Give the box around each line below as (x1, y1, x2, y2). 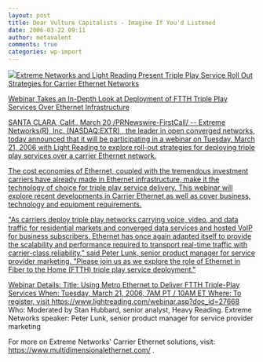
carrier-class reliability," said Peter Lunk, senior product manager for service (8, 248, 255, 258)
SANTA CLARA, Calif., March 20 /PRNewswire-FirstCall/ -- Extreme (8, 118, 226, 126)
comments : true (8, 41, 58, 49)
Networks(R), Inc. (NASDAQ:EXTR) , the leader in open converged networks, (8, 126, 255, 135)
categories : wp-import (8, 48, 82, 56)
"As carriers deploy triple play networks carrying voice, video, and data (8, 215, 239, 224)
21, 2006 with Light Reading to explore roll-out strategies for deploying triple (8, 143, 255, 152)
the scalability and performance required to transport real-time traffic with (8, 240, 248, 249)
